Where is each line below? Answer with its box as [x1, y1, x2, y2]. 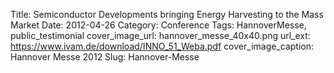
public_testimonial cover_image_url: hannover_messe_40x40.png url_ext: [10, 30, 311, 41]
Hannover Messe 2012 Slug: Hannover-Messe [10, 51, 200, 63]
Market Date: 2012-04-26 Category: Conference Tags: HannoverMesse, [10, 19, 307, 31]
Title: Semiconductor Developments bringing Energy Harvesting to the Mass [10, 9, 324, 20]
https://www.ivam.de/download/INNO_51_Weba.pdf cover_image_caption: [10, 40, 315, 52]
